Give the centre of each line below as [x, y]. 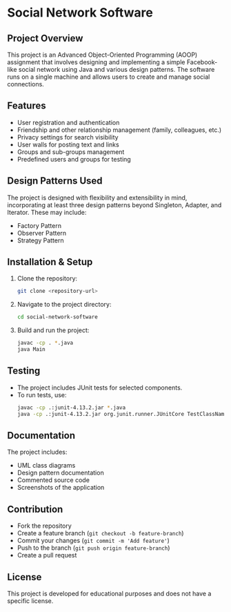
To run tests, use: [42, 394]
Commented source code [53, 480]
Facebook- [202, 62]
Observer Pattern [42, 233]
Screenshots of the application [61, 488]
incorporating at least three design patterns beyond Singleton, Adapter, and [114, 204]
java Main [31, 350]
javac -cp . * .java [45, 343]
